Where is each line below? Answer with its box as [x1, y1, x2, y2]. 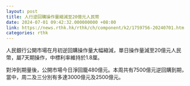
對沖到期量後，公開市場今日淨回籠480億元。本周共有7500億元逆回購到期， [6, 66, 187, 73]
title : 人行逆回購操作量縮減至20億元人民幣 [6, 14, 99, 20]
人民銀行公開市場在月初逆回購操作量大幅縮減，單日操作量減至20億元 [6, 47, 171, 54]
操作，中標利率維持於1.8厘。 [34, 54, 103, 61]
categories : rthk [6, 30, 49, 36]
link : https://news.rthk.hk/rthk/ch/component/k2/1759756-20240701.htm [6, 24, 184, 31]
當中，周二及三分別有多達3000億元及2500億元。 [6, 74, 124, 81]
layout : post [6, 8, 38, 15]
